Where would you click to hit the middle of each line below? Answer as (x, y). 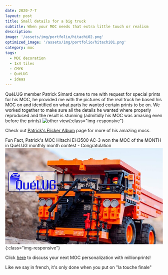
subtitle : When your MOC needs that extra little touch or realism (77, 27)
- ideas (18, 79)
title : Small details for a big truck (45, 21)
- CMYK (16, 69)
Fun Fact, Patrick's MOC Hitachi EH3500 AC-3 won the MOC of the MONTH (83, 140)
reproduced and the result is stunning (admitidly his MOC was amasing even (84, 115)
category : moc (20, 48)
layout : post (19, 16)
